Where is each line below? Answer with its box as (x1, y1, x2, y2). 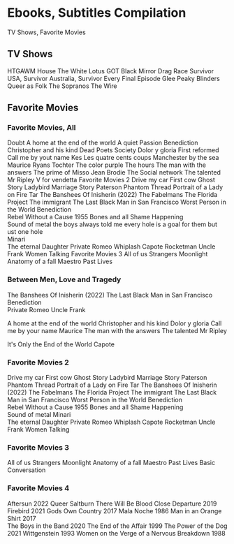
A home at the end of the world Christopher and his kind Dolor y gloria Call (7, 319, 222, 328)
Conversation (7, 466, 46, 474)
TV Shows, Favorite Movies (7, 28, 86, 36)
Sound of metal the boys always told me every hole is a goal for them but (7, 220, 218, 228)
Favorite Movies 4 (7, 483, 70, 493)
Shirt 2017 (7, 514, 36, 522)
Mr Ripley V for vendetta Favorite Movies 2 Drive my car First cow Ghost (7, 176, 215, 184)
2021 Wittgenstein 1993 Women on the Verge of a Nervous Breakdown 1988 (7, 529, 226, 537)
